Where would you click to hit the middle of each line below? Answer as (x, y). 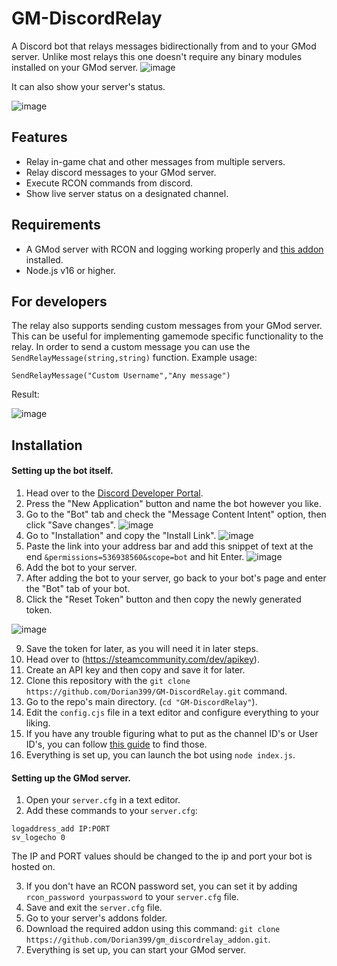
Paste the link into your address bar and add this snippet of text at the (169, 546)
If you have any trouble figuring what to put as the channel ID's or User (172, 733)
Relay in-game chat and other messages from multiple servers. (155, 161)
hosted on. (33, 867)
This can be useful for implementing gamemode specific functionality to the (167, 336)
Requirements (56, 225)
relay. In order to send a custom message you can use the (131, 347)
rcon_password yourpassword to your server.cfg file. (132, 897)
